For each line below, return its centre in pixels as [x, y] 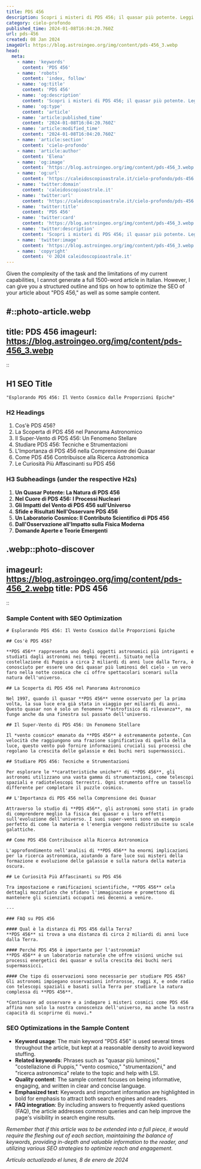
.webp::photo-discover [50, 549]
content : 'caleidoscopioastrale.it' [68, 190]
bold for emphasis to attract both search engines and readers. [91, 1098]
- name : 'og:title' [41, 84]
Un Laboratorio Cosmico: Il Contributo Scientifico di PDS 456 [92, 518]
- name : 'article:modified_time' [59, 129]
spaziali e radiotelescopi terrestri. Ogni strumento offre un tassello [99, 783]
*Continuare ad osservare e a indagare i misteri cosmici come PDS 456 [97, 1003]
